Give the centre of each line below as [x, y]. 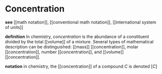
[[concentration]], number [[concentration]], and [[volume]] [65, 52]
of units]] [14, 27]
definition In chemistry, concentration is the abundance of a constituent [77, 37]
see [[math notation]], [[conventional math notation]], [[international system [81, 22]
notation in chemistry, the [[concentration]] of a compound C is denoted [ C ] [81, 66]
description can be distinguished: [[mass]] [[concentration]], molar [72, 47]
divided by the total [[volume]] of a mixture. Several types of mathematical [79, 41]
